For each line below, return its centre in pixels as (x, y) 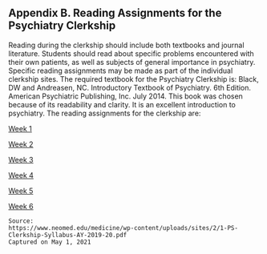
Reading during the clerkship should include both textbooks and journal (126, 45)
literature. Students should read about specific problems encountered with (131, 53)
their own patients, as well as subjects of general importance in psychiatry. (132, 62)
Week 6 (21, 206)
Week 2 (21, 144)
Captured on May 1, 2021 (50, 242)
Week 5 (21, 191)
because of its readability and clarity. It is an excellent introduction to (122, 104)
